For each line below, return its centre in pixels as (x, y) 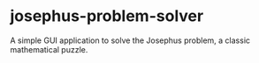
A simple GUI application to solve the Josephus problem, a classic (130, 40)
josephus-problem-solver (107, 16)
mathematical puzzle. (49, 49)
